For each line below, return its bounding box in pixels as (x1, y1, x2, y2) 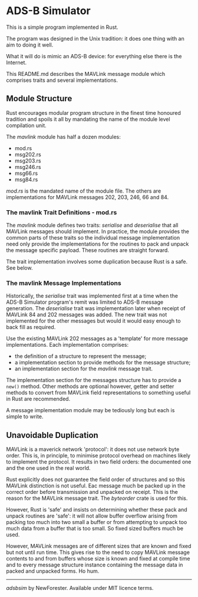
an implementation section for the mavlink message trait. (14, 365, 153, 372)
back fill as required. (6, 324, 56, 331)
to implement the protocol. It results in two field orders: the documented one (6, 458, 192, 466)
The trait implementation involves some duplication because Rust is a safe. (6, 258, 187, 266)
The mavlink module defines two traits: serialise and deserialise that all (6, 222, 179, 229)
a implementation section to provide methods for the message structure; (14, 359, 191, 366)
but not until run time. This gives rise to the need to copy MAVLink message (6, 549, 190, 556)
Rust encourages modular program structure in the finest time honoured (6, 109, 181, 116)
